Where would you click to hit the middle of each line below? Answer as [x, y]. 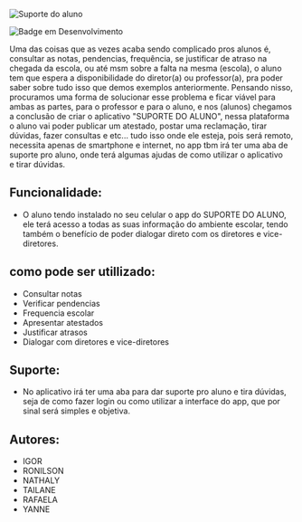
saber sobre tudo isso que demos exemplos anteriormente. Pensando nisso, [151, 87]
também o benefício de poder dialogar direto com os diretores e [142, 233]
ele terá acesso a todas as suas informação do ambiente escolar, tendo [155, 224]
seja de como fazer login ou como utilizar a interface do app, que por [151, 402]
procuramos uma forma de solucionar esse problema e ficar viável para [142, 97]
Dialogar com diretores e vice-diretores [96, 342]
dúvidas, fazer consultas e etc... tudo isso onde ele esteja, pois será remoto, [151, 135]
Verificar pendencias [61, 303]
